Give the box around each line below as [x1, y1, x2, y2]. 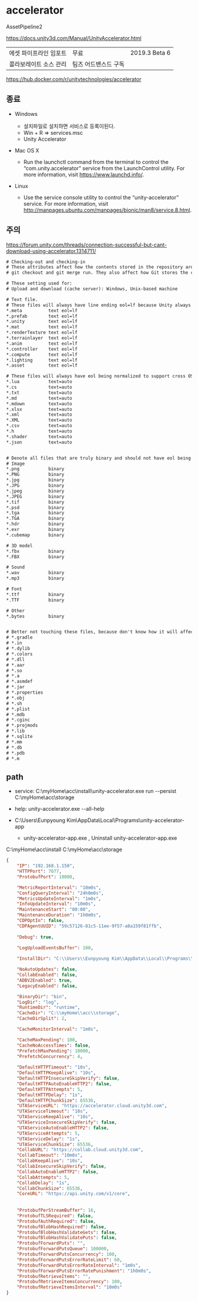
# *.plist [6, 706, 31, 712]
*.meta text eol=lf [6, 308, 78, 313]
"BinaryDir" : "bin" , [16, 993, 67, 999]
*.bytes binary [6, 613, 65, 619]
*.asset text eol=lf [6, 363, 78, 368]
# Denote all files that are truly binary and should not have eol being [6, 455, 192, 461]
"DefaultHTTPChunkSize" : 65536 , [16, 1098, 96, 1103]
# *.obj [6, 695, 25, 701]
